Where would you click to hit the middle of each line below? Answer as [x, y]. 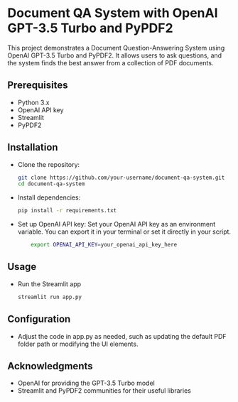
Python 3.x [33, 102]
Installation [33, 147]
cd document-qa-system [51, 184]
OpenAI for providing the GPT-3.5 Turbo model [86, 383]
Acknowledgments [50, 366]
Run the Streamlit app [49, 284]
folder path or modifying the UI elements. [78, 344]
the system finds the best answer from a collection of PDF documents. [110, 63]
